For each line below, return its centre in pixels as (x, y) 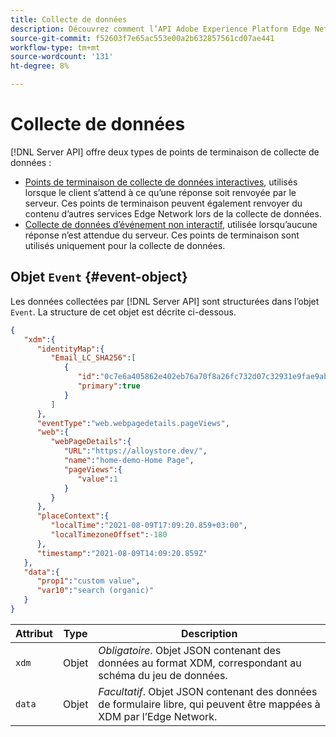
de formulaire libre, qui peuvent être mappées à (209, 704)
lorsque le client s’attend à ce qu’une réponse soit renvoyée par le (160, 192)
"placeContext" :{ (73, 516)
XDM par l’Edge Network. (158, 716)
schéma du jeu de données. (163, 675)
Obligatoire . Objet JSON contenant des (190, 650)
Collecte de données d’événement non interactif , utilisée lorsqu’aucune (171, 224)
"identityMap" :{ (70, 349)
